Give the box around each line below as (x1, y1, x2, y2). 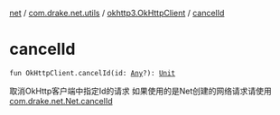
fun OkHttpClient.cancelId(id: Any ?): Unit (9, 68, 176, 77)
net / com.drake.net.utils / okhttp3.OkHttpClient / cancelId (9, 8, 225, 18)
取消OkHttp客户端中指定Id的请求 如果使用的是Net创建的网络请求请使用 (9, 85, 273, 96)
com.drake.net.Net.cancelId (9, 95, 113, 106)
